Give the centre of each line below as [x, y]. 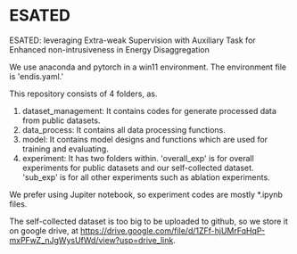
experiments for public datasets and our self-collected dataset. [138, 168]
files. [18, 204]
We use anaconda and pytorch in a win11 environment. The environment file [148, 67]
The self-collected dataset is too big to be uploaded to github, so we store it [148, 221]
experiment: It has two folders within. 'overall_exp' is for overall [138, 158]
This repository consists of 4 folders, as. [83, 94]
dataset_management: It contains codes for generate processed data [149, 111]
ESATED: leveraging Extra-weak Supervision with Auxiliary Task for [132, 40]
